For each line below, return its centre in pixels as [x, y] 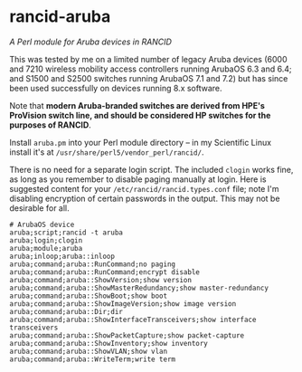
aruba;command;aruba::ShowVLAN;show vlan [89, 351]
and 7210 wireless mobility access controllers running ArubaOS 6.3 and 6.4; [151, 69]
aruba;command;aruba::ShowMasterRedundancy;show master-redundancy [139, 288]
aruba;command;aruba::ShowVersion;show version [101, 280]
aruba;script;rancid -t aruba [66, 233]
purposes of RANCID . [51, 125]
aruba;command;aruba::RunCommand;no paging [93, 264]
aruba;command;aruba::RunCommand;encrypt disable [105, 272]
